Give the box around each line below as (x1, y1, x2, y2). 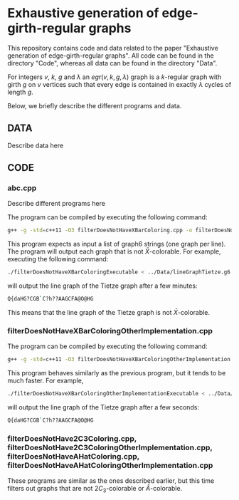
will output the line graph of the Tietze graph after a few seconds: (7, 403, 200, 412)
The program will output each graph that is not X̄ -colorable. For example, (7, 247, 222, 256)
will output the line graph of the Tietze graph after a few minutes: (7, 281, 198, 290)
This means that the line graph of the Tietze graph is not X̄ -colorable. (7, 308, 211, 317)
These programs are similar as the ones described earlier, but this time (7, 476, 215, 485)
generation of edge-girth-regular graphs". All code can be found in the (7, 51, 215, 60)
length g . (7, 88, 33, 96)
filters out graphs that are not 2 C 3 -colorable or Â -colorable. (7, 484, 183, 494)
